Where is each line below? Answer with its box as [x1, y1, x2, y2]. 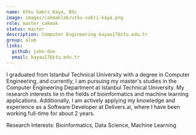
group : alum [6, 37, 36, 43]
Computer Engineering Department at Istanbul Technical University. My [6, 83, 184, 91]
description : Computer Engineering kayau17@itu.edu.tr [6, 32, 148, 38]
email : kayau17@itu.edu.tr [12, 54, 80, 60]
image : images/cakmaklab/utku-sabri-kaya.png [6, 15, 123, 21]
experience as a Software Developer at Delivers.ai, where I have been [6, 103, 180, 110]
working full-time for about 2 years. [6, 109, 95, 117]
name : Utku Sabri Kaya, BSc [6, 9, 78, 15]
